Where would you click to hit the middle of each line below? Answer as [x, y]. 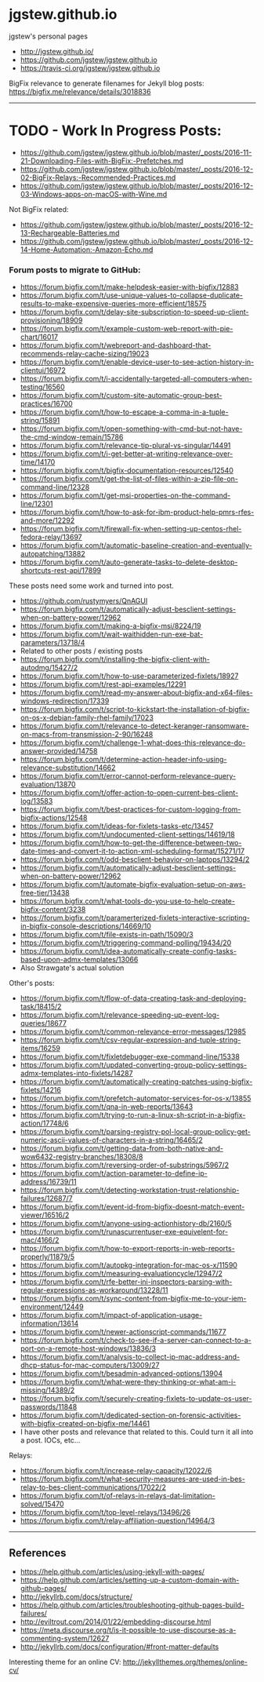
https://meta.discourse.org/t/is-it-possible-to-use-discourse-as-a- [128, 1629]
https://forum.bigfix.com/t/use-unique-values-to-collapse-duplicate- [132, 295]
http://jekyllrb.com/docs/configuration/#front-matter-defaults [119, 1647]
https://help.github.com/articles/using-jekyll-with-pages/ [112, 1571]
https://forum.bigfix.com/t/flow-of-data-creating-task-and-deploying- [133, 998]
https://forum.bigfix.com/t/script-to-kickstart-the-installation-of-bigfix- [135, 710]
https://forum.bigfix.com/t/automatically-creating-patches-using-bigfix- [136, 1082]
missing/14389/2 [47, 1390]
